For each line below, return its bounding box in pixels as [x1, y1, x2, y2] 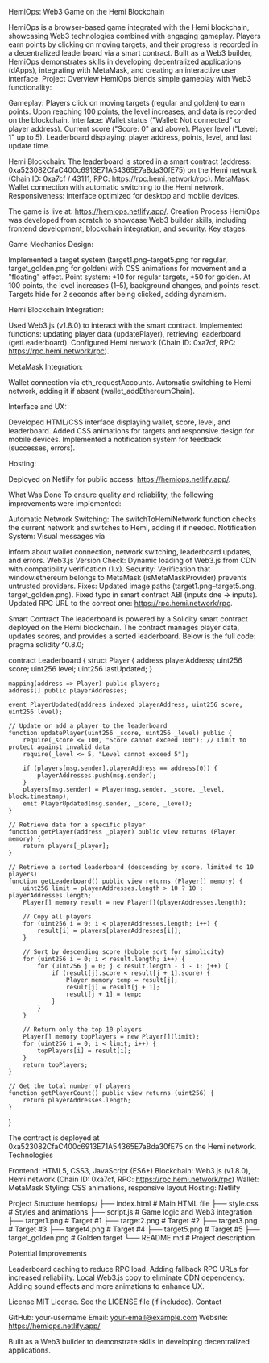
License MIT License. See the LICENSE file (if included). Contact [8, 1297, 222, 1307]
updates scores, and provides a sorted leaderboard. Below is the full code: [8, 631, 256, 641]
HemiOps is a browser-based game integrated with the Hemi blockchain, [8, 23, 250, 31]
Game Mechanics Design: [8, 240, 94, 249]
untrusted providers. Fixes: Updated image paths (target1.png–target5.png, [8, 581, 256, 591]
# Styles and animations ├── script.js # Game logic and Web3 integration [8, 1207, 253, 1217]
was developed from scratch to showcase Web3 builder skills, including [8, 215, 246, 224]
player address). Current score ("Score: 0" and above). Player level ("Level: [8, 124, 258, 133]
